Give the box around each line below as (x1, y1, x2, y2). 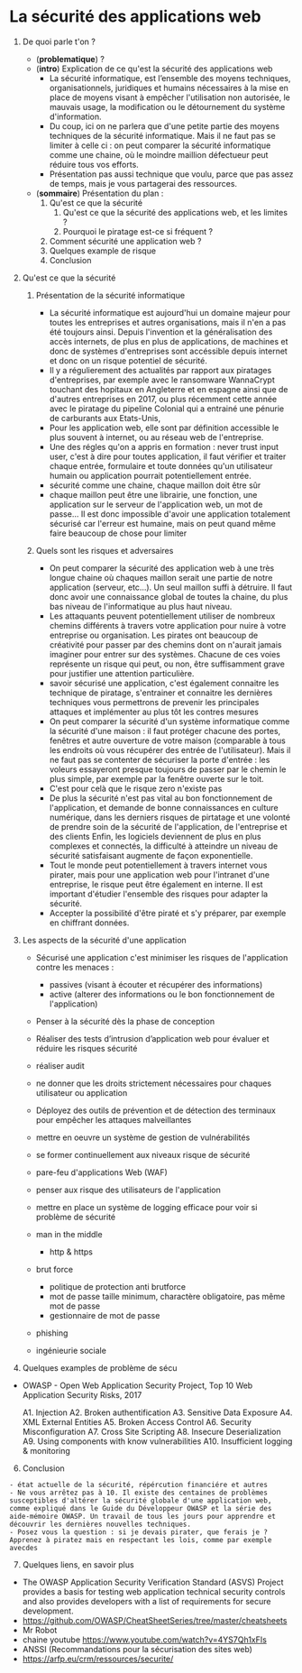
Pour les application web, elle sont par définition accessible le (49, 422, 279, 433)
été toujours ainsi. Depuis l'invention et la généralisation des (49, 326, 273, 337)
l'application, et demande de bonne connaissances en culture (49, 802, 279, 813)
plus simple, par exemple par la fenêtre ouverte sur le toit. (49, 773, 264, 784)
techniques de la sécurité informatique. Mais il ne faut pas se (49, 130, 277, 141)
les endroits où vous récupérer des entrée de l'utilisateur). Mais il (49, 744, 291, 755)
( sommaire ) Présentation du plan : (35, 188, 164, 198)
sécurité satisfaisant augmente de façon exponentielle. (49, 850, 253, 860)
